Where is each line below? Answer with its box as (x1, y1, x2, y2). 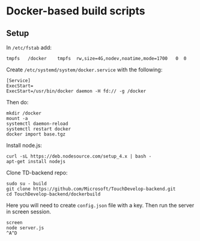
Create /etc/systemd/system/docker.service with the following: (6, 66, 163, 73)
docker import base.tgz (6, 131, 66, 137)
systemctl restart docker (6, 126, 71, 132)
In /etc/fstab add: (6, 44, 52, 51)
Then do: (6, 99, 29, 106)
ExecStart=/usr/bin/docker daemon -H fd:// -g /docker (6, 88, 147, 94)
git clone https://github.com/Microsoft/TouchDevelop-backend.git (6, 186, 176, 192)
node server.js (6, 225, 44, 231)
